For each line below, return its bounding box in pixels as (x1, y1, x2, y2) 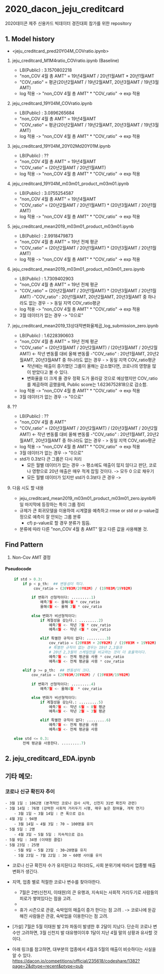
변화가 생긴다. (12, 868, 39, 874)
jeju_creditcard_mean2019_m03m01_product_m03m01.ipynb (12, 223, 134, 229)
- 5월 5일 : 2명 (5, 827, 35, 832)
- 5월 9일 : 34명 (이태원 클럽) (5, 837, 63, 842)
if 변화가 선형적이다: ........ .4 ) (31, 682, 96, 687)
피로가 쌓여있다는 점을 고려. (19, 895, 72, 901)
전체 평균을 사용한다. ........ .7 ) (23, 741, 86, 746)
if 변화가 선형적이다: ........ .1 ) (31, 595, 96, 600)
